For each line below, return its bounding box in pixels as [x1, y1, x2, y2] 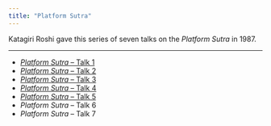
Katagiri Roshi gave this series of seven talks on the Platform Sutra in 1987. [8, 34, 256, 44]
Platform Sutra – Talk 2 [19, 65, 97, 75]
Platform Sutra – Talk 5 [19, 91, 97, 101]
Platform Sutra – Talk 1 [19, 57, 95, 67]
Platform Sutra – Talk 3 [19, 74, 97, 84]
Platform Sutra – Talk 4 [19, 82, 97, 93]
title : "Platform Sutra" [8, 11, 92, 20]
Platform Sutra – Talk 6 [19, 100, 97, 110]
